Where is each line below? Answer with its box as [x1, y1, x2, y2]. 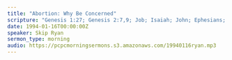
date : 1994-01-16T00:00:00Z [7, 23, 89, 30]
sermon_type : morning [7, 36, 70, 43]
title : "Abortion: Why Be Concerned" [7, 10, 117, 17]
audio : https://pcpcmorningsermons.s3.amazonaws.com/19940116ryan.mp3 [7, 42, 217, 49]
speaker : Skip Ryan [7, 29, 64, 37]
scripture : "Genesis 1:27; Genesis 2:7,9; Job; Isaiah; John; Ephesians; [7, 17, 226, 23]
